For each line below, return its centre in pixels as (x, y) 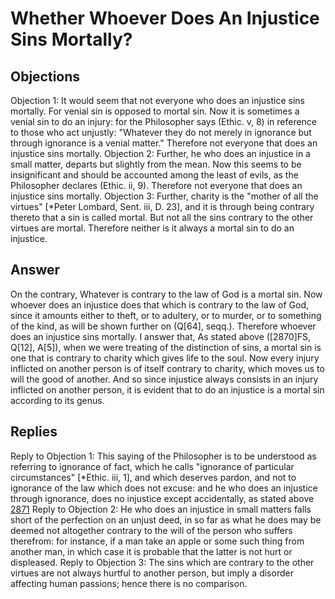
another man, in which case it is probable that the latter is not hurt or (151, 551)
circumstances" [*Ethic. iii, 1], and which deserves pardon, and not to (153, 477)
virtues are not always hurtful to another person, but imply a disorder (152, 573)
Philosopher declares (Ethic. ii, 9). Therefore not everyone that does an (156, 185)
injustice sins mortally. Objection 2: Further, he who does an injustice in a (160, 153)
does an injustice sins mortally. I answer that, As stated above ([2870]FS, (161, 336)
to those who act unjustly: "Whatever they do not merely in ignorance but (161, 132)
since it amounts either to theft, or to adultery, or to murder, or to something (166, 315)
